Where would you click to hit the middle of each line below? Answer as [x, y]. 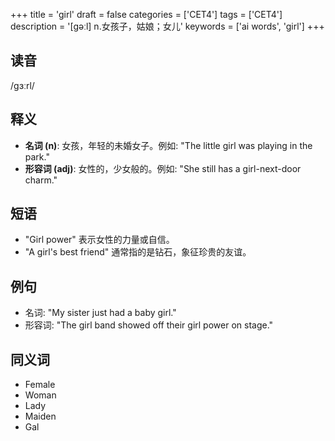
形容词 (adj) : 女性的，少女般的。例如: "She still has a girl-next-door [163, 168]
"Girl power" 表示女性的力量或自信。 [99, 240]
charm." [41, 180]
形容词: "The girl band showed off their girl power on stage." [149, 325]
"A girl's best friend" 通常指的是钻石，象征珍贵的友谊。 [138, 252]
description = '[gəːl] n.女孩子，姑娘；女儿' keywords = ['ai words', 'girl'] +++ [167, 26]
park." [37, 156]
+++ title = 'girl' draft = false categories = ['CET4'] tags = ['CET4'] [146, 14]
